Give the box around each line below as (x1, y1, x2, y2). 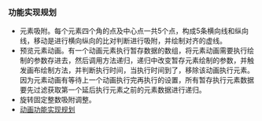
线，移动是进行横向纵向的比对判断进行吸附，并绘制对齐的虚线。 (19, 36, 227, 46)
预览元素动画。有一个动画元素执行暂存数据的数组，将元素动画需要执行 (19, 46, 248, 56)
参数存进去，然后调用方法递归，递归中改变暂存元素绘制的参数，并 (33, 56, 248, 65)
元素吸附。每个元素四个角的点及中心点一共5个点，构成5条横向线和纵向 (19, 26, 249, 36)
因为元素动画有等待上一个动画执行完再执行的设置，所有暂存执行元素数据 (19, 75, 254, 85)
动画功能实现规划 (19, 104, 76, 115)
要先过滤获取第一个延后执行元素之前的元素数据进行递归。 (19, 85, 206, 95)
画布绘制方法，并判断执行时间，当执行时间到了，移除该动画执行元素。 (26, 65, 254, 75)
